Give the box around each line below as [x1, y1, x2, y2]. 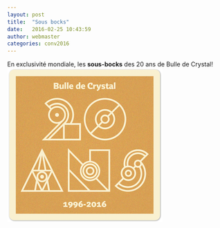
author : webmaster [7, 33, 60, 40]
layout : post [7, 11, 45, 18]
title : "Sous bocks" [7, 18, 70, 26]
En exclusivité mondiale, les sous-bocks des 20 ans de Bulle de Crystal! [7, 60, 213, 68]
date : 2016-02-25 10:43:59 [7, 26, 91, 32]
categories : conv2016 [7, 40, 70, 48]
